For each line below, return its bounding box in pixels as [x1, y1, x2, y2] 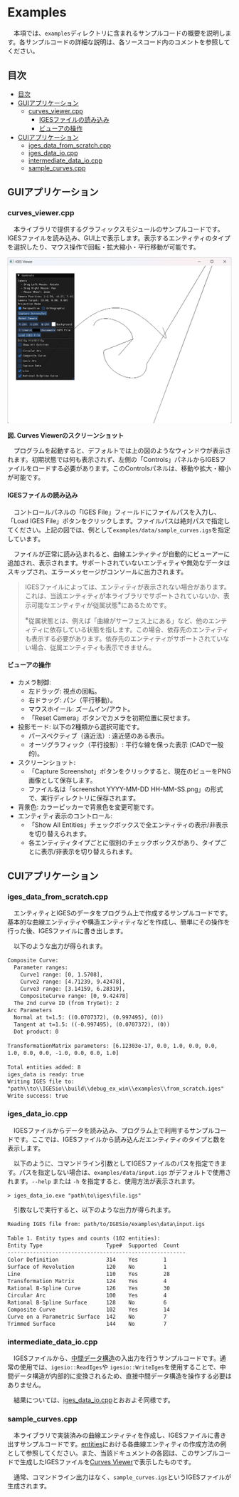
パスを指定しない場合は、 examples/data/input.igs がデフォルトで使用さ [18, 1168, 232, 1176]
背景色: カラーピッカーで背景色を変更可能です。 [17, 803, 158, 811]
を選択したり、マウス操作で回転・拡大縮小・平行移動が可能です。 [7, 243, 201, 252]
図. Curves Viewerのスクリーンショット [7, 431, 124, 440]
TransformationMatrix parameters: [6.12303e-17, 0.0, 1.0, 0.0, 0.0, [7, 1042, 218, 1050]
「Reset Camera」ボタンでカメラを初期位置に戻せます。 [28, 714, 194, 722]
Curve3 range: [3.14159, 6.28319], [20, 985, 126, 993]
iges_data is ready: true [7, 1071, 84, 1079]
